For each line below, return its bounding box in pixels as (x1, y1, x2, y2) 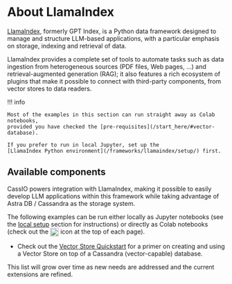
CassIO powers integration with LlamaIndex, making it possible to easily (7, 184, 212, 193)
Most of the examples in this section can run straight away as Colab (7, 111, 215, 118)
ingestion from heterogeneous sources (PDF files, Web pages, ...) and (7, 62, 206, 70)
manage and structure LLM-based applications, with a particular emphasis (7, 34, 220, 42)
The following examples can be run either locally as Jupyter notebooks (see (7, 212, 224, 221)
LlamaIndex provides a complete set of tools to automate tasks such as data (7, 55, 224, 63)
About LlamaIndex (7, 4, 114, 20)
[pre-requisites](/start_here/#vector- (100, 123, 215, 130)
